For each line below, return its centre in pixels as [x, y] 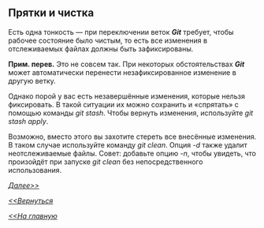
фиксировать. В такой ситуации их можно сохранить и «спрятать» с [123, 104]
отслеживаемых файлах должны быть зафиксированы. [101, 49]
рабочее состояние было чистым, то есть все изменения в [108, 40]
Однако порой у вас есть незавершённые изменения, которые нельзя [127, 96]
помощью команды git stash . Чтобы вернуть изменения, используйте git [131, 113]
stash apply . [28, 121]
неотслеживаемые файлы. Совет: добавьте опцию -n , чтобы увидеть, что [132, 153]
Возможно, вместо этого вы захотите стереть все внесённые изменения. [132, 136]
